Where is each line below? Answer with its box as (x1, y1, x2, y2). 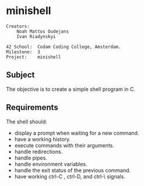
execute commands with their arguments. (14, 142, 115, 149)
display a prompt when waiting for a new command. (14, 129, 139, 136)
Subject (6, 70, 35, 80)
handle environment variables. (14, 160, 87, 167)
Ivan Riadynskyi (16, 33, 57, 39)
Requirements (6, 102, 58, 112)
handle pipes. (14, 154, 48, 161)
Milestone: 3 (6, 49, 41, 55)
